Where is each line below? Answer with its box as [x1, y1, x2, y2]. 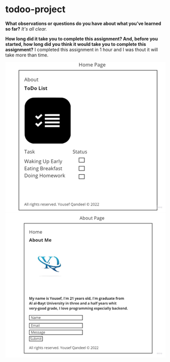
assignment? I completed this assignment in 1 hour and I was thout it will [5, 46, 158, 52]
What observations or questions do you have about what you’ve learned [5, 20, 161, 26]
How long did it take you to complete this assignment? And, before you [5, 36, 158, 42]
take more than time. [5, 52, 49, 58]
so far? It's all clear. [5, 25, 47, 32]
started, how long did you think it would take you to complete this [5, 41, 147, 47]
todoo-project [5, 4, 66, 15]
